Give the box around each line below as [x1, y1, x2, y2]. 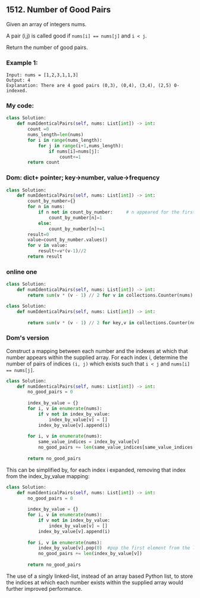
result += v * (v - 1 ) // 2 [37, 248, 86, 254]
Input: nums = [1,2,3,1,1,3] [6, 72, 79, 78]
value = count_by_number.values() [27, 237, 108, 243]
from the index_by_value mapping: [6, 472, 90, 479]
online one [6, 268, 37, 276]
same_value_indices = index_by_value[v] [37, 439, 140, 445]
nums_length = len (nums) [27, 132, 84, 138]
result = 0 [27, 231, 49, 237]
